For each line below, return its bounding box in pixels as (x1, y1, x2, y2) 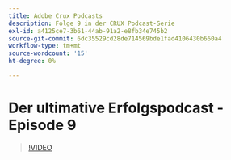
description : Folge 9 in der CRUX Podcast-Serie (8, 19, 175, 27)
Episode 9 (8, 116, 77, 134)
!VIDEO (27, 142, 52, 152)
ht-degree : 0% (8, 57, 57, 65)
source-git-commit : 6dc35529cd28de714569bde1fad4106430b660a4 (8, 34, 222, 43)
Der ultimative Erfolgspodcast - (8, 99, 225, 117)
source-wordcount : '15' (8, 49, 89, 57)
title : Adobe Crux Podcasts (8, 11, 103, 20)
